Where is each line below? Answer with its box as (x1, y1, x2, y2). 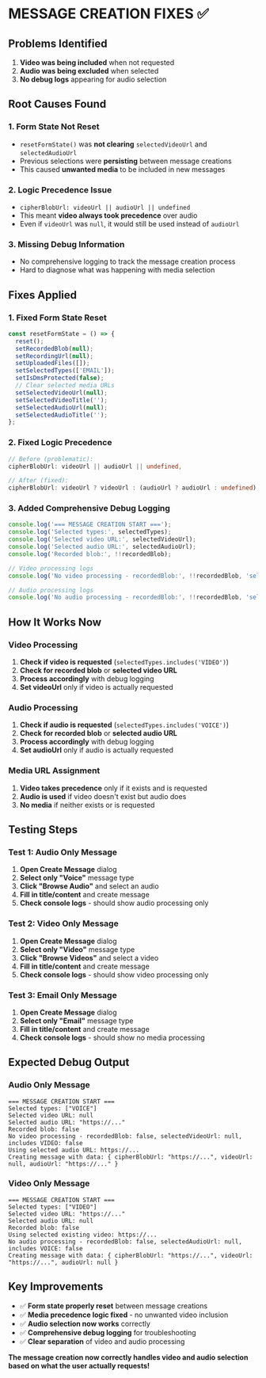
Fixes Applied (8, 288, 78, 302)
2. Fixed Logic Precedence (8, 437, 112, 448)
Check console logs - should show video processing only (19, 969, 209, 979)
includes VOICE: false (8, 1244, 83, 1252)
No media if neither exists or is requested (19, 800, 155, 809)
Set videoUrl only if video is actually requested (19, 683, 174, 691)
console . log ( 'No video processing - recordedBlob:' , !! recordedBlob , (8, 572, 243, 580)
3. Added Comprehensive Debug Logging (8, 503, 170, 514)
